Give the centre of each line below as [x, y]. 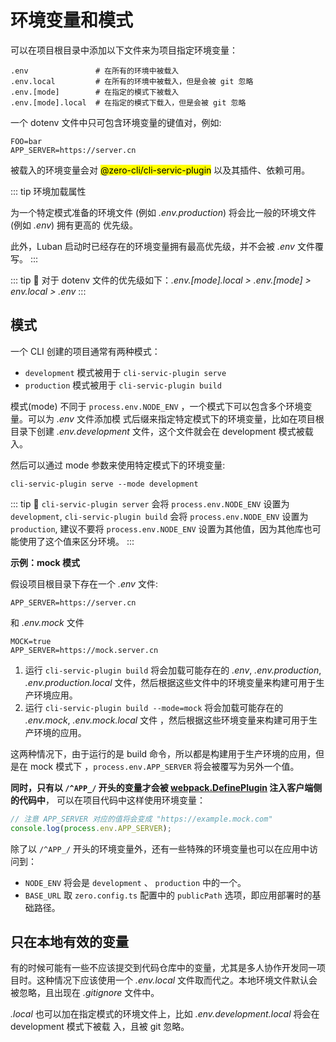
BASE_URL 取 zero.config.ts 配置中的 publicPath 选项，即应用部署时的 [168, 895]
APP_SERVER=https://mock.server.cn [84, 650]
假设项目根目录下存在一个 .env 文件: [84, 583]
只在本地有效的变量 [69, 941]
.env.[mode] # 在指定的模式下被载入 [95, 92]
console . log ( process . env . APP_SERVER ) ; [91, 828]
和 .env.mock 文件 [47, 622]
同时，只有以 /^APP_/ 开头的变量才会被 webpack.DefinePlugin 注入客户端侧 [166, 787]
